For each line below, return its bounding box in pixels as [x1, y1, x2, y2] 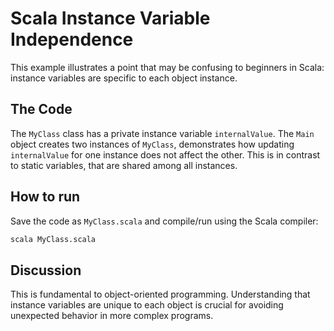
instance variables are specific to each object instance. [10, 72, 238, 84]
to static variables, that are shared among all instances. [10, 159, 238, 171]
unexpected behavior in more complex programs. [10, 310, 214, 322]
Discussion [10, 262, 82, 279]
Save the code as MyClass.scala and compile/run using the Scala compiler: [10, 215, 319, 227]
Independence [10, 28, 134, 51]
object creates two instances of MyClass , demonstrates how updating [10, 138, 295, 150]
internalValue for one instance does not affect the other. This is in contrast [10, 148, 321, 161]
